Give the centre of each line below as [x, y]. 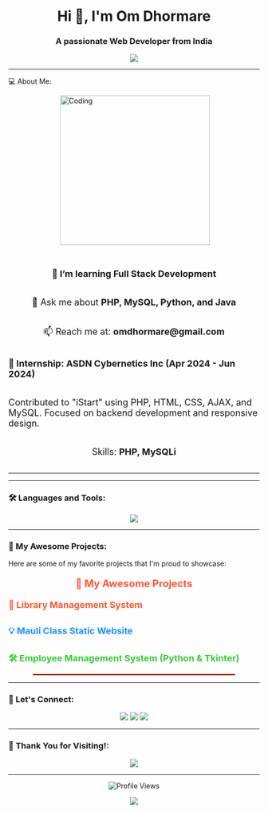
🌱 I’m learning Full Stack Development [134, 274]
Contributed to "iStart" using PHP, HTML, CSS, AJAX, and [130, 403]
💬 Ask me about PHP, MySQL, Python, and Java [134, 302]
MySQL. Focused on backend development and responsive [133, 413]
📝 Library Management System [76, 605]
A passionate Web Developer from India [134, 41]
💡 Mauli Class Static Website [71, 631]
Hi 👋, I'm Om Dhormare [134, 16]
